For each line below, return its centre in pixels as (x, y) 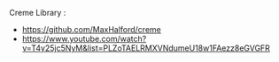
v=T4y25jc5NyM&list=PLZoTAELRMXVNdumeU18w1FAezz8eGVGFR (146, 48)
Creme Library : (38, 13)
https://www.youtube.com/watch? (84, 39)
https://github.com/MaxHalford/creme (91, 29)
